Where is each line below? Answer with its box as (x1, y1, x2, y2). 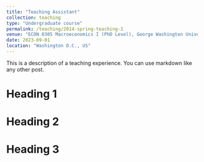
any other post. (6, 66, 44, 73)
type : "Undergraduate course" (6, 20, 83, 26)
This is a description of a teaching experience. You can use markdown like (6, 59, 192, 67)
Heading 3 (6, 143, 59, 157)
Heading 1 (6, 87, 58, 101)
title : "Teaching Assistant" (6, 8, 80, 15)
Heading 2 (6, 115, 59, 129)
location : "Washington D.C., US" (6, 43, 91, 49)
